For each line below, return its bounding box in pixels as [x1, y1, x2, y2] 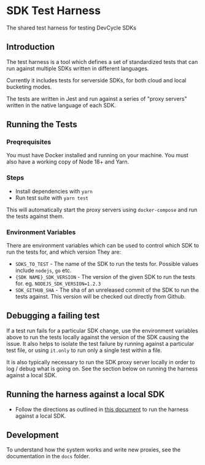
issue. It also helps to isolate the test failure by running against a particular [6, 340, 195, 347]
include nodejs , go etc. [15, 267, 72, 274]
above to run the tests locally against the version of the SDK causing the [6, 333, 189, 341]
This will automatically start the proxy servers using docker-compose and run [6, 206, 198, 213]
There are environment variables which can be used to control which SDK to [6, 242, 199, 249]
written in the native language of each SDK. [6, 101, 117, 109]
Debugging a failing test [6, 311, 100, 321]
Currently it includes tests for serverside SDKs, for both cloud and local [6, 76, 187, 84]
